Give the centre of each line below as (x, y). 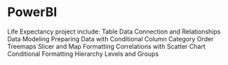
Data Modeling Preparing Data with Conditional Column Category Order (110, 38)
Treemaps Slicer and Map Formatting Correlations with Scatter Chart (106, 46)
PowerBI (32, 12)
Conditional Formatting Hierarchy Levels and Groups (83, 54)
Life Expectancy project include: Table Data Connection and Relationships (114, 31)
